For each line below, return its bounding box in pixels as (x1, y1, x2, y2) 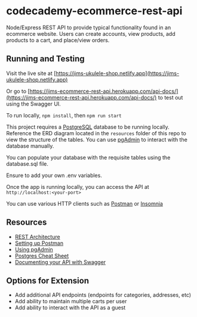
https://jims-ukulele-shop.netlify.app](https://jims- (56, 70, 180, 77)
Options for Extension (6, 275, 90, 285)
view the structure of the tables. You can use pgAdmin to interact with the (6, 136, 188, 143)
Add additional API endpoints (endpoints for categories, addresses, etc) (14, 291, 192, 299)
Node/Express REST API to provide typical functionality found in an (6, 24, 171, 31)
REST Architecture (14, 233, 61, 240)
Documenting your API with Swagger (14, 258, 106, 266)
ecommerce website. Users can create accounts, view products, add (6, 30, 176, 37)
